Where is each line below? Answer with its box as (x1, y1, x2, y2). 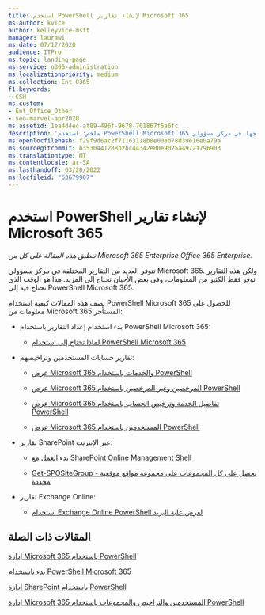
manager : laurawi (8, 33, 66, 42)
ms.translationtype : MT (8, 151, 87, 159)
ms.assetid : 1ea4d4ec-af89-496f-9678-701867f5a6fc (8, 122, 179, 130)
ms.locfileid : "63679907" (8, 173, 93, 182)
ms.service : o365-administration (8, 63, 119, 71)
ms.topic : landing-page (8, 56, 87, 64)
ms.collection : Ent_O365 (8, 78, 90, 85)
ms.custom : (8, 100, 44, 108)
